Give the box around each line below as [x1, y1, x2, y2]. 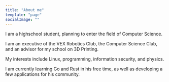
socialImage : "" [5, 17, 40, 22]
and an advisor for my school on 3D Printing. [5, 46, 99, 52]
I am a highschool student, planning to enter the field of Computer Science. [5, 31, 162, 37]
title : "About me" [5, 7, 44, 13]
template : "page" [5, 12, 42, 17]
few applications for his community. [5, 71, 80, 77]
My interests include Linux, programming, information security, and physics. [5, 56, 164, 62]
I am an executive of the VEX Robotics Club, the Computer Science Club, [5, 41, 157, 47]
